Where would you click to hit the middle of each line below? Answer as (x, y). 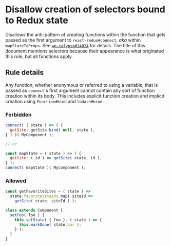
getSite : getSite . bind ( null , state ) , (53, 130)
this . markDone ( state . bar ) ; (50, 224)
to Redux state (37, 20)
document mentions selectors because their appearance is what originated (85, 51)
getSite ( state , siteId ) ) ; (46, 201)
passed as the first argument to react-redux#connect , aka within (73, 40)
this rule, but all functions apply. (39, 56)
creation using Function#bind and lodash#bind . (55, 101)
